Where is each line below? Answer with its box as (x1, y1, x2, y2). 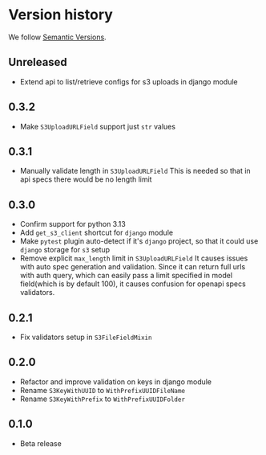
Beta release (19, 438, 62, 448)
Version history (8, 6, 114, 24)
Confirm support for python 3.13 (19, 219, 126, 229)
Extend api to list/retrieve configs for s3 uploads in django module (19, 76, 238, 86)
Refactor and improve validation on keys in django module (19, 376, 212, 387)
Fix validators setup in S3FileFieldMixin (19, 332, 152, 342)
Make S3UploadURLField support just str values (19, 121, 176, 131)
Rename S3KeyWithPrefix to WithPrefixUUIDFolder (19, 394, 186, 404)
